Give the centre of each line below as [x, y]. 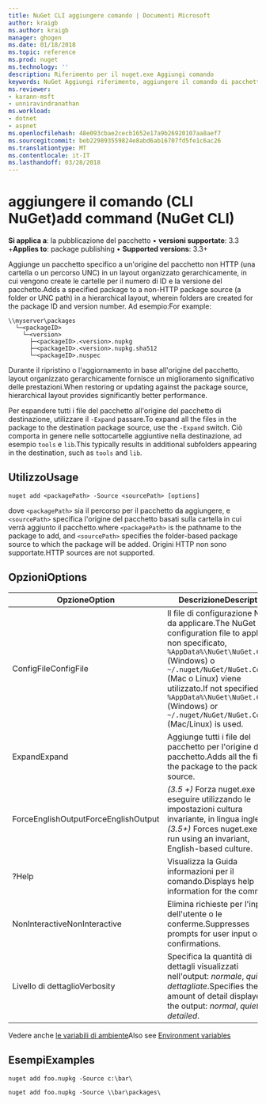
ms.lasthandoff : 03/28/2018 [55, 163]
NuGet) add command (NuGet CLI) [122, 219]
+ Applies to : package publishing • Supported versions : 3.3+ [108, 249]
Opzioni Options [47, 577]
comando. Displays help [211, 881]
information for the [202, 891]
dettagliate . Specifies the [213, 986]
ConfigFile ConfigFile [50, 668]
